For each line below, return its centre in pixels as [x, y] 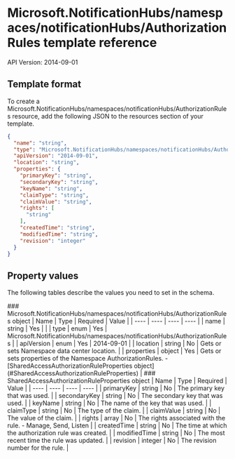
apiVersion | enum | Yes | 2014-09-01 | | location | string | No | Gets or [121, 344]
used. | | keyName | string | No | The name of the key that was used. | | [109, 403]
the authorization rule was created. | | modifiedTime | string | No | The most [116, 433]
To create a [23, 101]
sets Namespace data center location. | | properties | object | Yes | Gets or [114, 351]
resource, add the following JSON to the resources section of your [108, 116]
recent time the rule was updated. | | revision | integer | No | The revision [112, 441]
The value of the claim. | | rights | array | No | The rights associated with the [116, 418]
